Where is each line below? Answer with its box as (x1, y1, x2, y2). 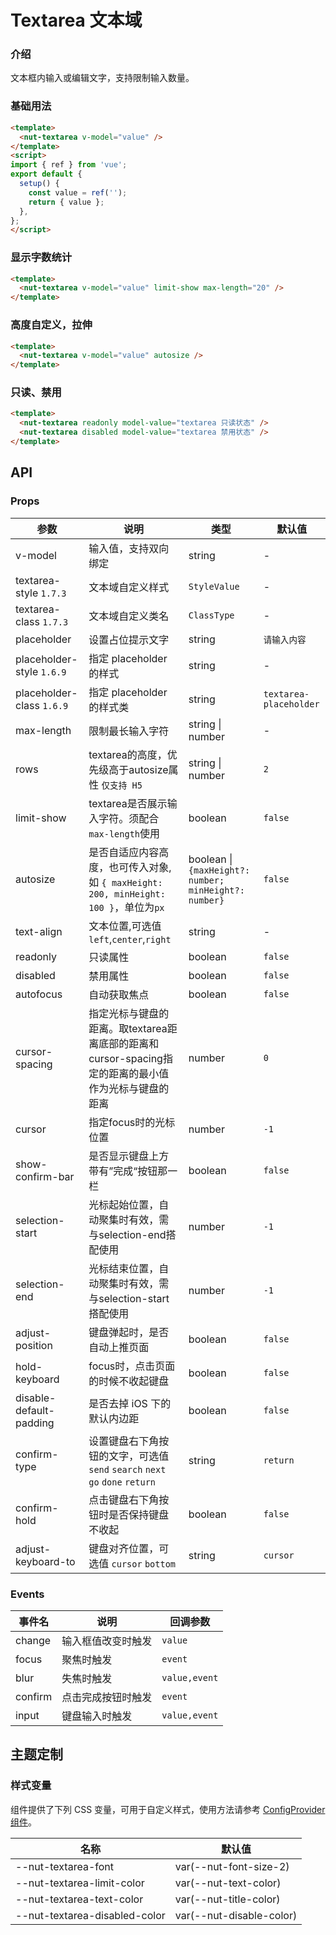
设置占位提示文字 (88, 632, 170, 646)
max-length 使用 (88, 826, 161, 840)
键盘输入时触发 (61, 1709, 133, 1723)
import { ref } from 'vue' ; (10, 160, 128, 170)
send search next (88, 1464, 167, 1475)
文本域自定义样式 (88, 580, 170, 594)
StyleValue (188, 581, 240, 592)
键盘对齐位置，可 (88, 1541, 170, 1555)
